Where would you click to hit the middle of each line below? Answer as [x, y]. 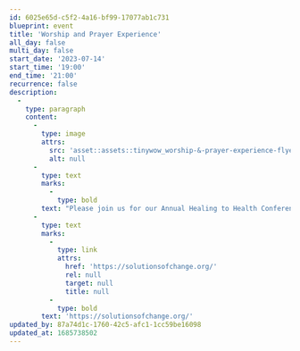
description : [33, 92]
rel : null [83, 275]
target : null [90, 283]
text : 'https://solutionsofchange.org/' [117, 317]
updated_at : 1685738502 [54, 333]
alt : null [67, 159]
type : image [64, 134]
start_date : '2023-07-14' [57, 59]
